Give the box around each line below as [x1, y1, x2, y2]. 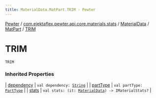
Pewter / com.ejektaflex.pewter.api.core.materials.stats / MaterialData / [5, 21, 149, 27]
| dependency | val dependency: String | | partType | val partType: [5, 82, 143, 88]
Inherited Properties [5, 71, 54, 78]
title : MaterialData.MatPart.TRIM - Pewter [5, 7, 96, 12]
